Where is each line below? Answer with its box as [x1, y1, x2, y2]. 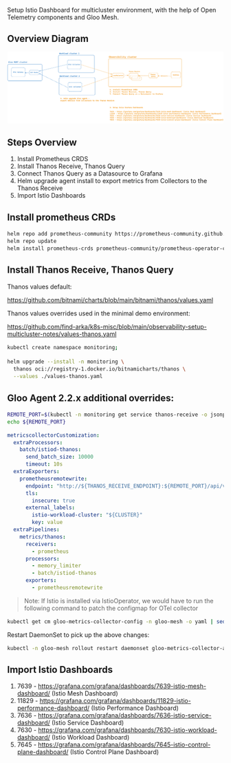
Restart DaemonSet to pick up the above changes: [7, 630, 150, 639]
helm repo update [7, 238, 57, 245]
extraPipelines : [13, 526, 60, 533]
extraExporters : [13, 468, 60, 475]
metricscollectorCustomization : [7, 432, 100, 439]
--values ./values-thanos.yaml [13, 373, 103, 380]
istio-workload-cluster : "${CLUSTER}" [32, 512, 143, 519]
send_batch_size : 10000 [25, 454, 94, 461]
